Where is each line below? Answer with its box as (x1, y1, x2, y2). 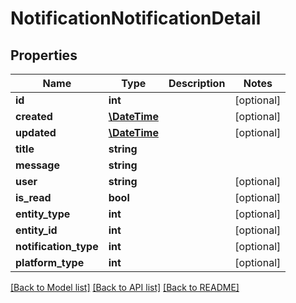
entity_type (15, 207, 71, 221)
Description (168, 77, 226, 90)
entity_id (15, 223, 58, 237)
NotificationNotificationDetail (10, 7, 262, 30)
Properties (10, 47, 78, 64)
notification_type (15, 240, 99, 253)
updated (15, 126, 57, 139)
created (15, 110, 53, 123)
